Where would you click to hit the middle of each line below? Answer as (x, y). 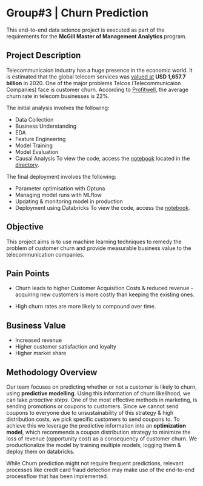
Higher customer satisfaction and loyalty (66, 347)
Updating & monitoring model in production (69, 201)
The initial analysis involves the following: (58, 108)
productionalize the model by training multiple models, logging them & (94, 445)
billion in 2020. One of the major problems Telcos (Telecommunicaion (94, 83)
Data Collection (34, 119)
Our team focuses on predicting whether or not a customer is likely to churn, (101, 387)
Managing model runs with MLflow (58, 195)
